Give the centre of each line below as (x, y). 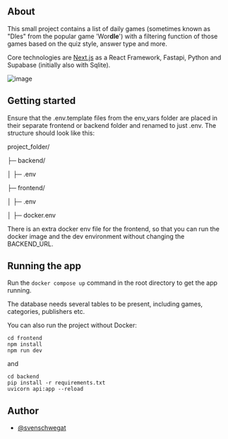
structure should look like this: (51, 133)
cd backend (23, 377)
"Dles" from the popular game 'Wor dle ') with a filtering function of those (113, 36)
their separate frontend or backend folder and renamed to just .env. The (112, 125)
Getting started (42, 101)
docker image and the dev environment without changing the (96, 236)
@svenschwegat (42, 428)
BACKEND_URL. (30, 244)
